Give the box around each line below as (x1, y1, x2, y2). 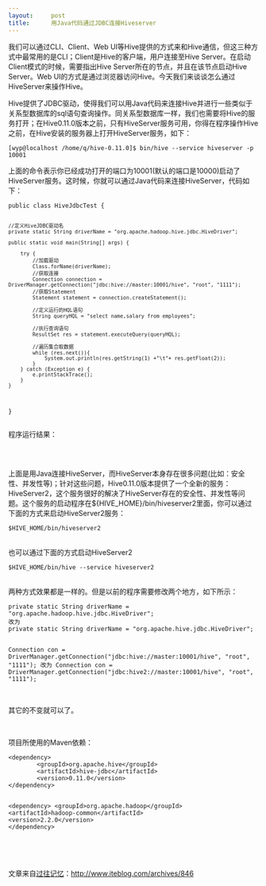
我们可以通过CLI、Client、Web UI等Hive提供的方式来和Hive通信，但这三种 (8, 41, 252, 52)
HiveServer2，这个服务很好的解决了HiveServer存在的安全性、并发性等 (8, 489, 238, 499)
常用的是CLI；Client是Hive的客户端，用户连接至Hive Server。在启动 (29, 52, 252, 61)
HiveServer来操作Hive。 (8, 81, 87, 91)
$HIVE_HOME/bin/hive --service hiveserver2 (8, 564, 155, 572)
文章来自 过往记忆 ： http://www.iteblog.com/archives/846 (8, 869, 195, 878)
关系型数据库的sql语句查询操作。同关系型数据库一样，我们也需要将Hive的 (8, 108, 249, 117)
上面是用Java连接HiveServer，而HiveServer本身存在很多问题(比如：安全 (8, 469, 245, 479)
